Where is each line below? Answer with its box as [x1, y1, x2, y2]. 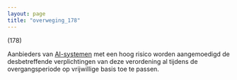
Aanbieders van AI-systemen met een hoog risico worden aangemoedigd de [7, 50, 230, 58]
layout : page [7, 10, 46, 18]
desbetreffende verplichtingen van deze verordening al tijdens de [7, 57, 198, 65]
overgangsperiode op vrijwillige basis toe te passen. [7, 65, 159, 73]
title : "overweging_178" [7, 17, 81, 24]
